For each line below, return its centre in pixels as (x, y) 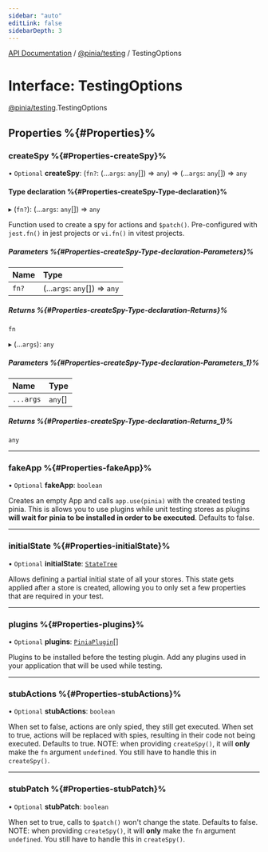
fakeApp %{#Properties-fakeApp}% (80, 468)
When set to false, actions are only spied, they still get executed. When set (131, 727)
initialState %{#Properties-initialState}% (89, 546)
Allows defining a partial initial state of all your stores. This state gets (121, 579)
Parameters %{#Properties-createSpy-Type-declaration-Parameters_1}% (134, 362)
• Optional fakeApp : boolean (55, 486)
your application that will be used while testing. (86, 666)
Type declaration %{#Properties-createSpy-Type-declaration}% (118, 191)
